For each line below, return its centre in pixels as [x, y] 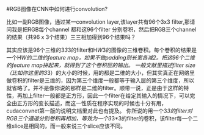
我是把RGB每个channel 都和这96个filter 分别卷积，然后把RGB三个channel [104, 29]
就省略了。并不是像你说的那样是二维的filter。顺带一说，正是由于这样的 [95, 88]
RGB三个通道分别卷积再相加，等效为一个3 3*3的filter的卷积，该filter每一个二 [102, 118]
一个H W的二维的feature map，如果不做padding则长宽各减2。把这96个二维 [101, 57]
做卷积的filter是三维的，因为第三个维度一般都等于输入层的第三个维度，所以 [100, 80]
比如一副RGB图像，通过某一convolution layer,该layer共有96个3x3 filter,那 [98, 22]
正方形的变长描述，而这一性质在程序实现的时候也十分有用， [92, 103]
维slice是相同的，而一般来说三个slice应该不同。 [66, 126]
